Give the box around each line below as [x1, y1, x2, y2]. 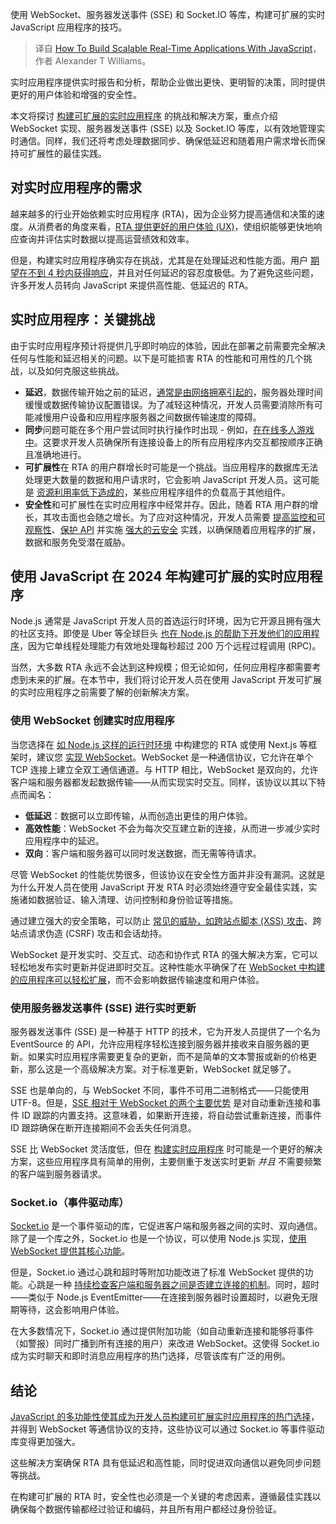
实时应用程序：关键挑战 [10, 311, 155, 328]
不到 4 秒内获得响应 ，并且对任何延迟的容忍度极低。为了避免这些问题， [27, 266, 319, 278]
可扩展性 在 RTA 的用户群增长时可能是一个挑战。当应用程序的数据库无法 [24, 461, 319, 473]
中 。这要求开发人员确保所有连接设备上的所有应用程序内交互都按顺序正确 [24, 436, 323, 448]
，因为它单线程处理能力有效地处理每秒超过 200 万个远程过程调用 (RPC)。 [19, 640, 322, 652]
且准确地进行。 [24, 448, 87, 460]
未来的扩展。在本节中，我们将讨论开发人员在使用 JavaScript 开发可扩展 [27, 674, 323, 686]
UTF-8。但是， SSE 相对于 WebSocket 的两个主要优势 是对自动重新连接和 [10, 1097, 313, 1109]
